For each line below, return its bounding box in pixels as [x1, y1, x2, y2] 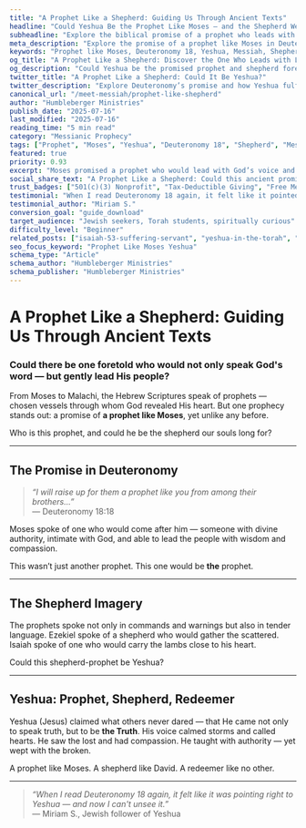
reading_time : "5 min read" [9, 124, 117, 133]
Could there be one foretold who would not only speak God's [9, 358, 283, 371]
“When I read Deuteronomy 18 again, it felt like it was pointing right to [31, 789, 294, 800]
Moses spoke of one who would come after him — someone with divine [9, 524, 279, 535]
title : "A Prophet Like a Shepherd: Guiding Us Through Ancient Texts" [9, 13, 287, 23]
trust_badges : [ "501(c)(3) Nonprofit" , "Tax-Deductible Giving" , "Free [9, 183, 287, 192]
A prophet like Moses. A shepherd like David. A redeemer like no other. [9, 762, 275, 773]
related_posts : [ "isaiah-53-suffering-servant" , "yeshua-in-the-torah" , [9, 233, 291, 242]
